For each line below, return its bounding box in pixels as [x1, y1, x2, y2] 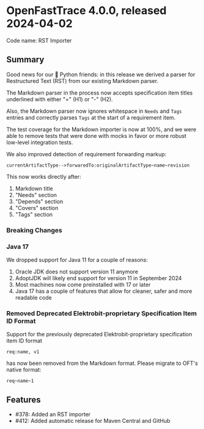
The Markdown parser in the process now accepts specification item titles [6, 89, 193, 96]
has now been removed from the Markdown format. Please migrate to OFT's [6, 359, 199, 367]
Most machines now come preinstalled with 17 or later [15, 281, 151, 288]
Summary [6, 54, 45, 65]
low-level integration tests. [6, 139, 73, 146]
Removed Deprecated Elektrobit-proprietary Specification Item [6, 309, 197, 317]
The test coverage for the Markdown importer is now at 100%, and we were [6, 126, 197, 133]
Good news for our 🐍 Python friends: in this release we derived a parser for [6, 71, 195, 78]
